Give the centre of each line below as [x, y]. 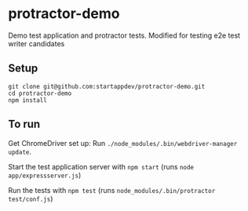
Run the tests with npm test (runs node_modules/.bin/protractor [112, 190]
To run [24, 124]
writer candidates [36, 43]
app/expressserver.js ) [45, 175]
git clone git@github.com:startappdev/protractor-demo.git [107, 86]
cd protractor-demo [40, 93]
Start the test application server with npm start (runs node [101, 166]
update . [20, 151]
